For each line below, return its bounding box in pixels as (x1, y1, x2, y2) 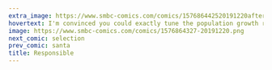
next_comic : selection (8, 34, 85, 43)
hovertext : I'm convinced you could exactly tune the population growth (8, 19, 259, 27)
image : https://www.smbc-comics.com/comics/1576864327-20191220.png (8, 27, 244, 35)
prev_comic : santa (8, 42, 70, 50)
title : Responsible (8, 49, 74, 57)
